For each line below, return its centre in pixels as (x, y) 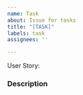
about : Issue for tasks (42, 20)
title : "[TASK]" (31, 27)
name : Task (23, 14)
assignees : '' (28, 40)
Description (28, 84)
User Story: (24, 66)
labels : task (26, 33)
